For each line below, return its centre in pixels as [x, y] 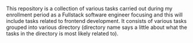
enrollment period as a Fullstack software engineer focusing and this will [94, 15]
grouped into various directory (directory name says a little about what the [97, 27]
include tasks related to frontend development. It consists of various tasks [96, 21]
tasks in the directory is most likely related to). [62, 34]
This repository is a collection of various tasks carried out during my [89, 9]
